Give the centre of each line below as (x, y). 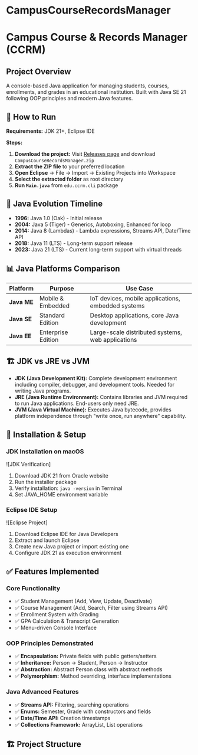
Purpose (62, 288)
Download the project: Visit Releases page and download (85, 154)
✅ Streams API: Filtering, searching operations (72, 705)
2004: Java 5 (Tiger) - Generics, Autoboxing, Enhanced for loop (93, 224)
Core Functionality (33, 588)
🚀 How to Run (31, 117)
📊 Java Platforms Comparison (63, 269)
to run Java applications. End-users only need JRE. (77, 403)
